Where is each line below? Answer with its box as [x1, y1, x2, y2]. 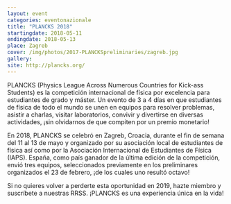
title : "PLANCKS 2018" [7, 23, 73, 30]
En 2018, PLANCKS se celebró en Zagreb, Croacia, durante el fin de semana [7, 131, 225, 139]
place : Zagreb [7, 42, 49, 49]
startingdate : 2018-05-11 [7, 29, 82, 37]
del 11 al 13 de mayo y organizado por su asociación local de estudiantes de [7, 138, 223, 146]
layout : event [7, 10, 49, 17]
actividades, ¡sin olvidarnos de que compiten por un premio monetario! [7, 117, 209, 126]
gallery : [7, 56, 33, 62]
